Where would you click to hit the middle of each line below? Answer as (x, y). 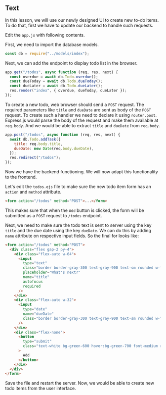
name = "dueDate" (39, 314)
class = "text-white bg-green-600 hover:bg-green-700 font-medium (90, 346)
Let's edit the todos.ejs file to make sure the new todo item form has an (78, 187)
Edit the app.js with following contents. (45, 35)
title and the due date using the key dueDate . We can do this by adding (78, 230)
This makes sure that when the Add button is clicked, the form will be (75, 210)
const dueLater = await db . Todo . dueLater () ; (56, 86)
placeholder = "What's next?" (52, 272)
